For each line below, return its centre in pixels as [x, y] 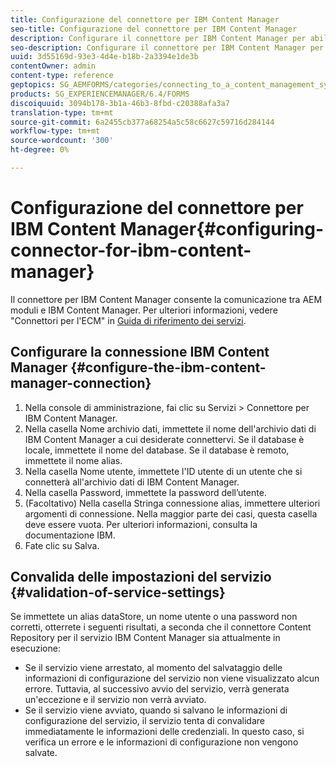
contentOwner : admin [53, 66]
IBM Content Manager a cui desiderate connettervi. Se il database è [164, 439]
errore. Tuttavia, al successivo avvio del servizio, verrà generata [157, 689]
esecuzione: [35, 648]
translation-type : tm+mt [62, 112]
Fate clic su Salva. [62, 545]
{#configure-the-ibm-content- [168, 367]
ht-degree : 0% [40, 150]
